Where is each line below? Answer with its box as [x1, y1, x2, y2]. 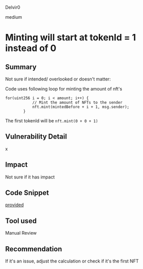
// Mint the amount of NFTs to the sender [32, 100, 123, 105]
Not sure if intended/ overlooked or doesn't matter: [5, 76, 111, 82]
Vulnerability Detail [5, 132, 67, 141]
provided [5, 202, 24, 208]
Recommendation [5, 245, 62, 253]
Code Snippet [5, 189, 49, 197]
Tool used [5, 216, 37, 225]
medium [5, 14, 22, 20]
